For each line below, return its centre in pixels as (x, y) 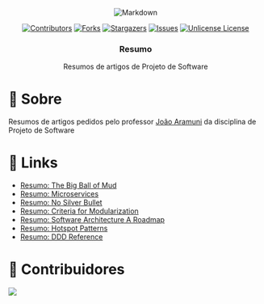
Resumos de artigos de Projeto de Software (136, 67)
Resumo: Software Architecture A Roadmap (92, 220)
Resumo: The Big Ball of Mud (68, 185)
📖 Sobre (35, 99)
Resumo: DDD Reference (61, 237)
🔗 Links (33, 163)
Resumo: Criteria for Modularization (79, 211)
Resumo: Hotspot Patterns (64, 228)
